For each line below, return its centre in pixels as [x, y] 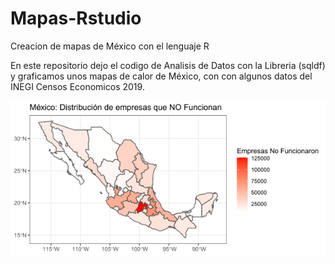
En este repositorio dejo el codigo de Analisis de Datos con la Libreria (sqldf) [168, 65]
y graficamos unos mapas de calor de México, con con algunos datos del [161, 76]
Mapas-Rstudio [76, 18]
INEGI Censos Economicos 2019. [77, 86]
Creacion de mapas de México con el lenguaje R [110, 46]
